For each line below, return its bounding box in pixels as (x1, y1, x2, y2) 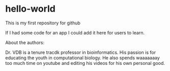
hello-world (5, 3, 56, 15)
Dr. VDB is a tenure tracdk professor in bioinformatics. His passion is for (5, 49, 156, 55)
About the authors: (5, 39, 45, 46)
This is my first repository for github (5, 20, 80, 26)
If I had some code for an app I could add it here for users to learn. (5, 29, 145, 35)
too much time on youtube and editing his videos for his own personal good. (5, 60, 165, 66)
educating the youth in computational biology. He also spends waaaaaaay (5, 54, 160, 61)
